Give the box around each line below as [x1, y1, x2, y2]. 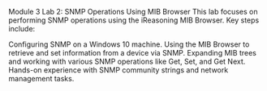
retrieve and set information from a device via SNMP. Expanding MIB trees [8, 48, 257, 57]
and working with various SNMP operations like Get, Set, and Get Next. [8, 56, 246, 66]
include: [8, 24, 36, 33]
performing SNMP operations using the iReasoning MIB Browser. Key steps [8, 15, 260, 25]
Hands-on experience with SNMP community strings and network [8, 65, 229, 75]
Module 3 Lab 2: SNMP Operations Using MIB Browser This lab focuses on [8, 7, 258, 16]
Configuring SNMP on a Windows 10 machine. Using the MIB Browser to [8, 39, 250, 49]
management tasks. [8, 74, 75, 83]
